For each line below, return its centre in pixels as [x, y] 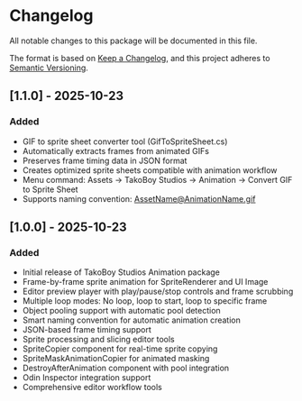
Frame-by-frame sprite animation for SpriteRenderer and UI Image [145, 282]
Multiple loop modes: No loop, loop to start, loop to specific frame [145, 301]
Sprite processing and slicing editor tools [99, 340]
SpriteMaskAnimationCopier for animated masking [116, 359]
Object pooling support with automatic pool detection [121, 311]
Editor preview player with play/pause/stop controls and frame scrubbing [158, 292]
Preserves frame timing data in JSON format [105, 160]
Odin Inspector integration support [87, 378]
